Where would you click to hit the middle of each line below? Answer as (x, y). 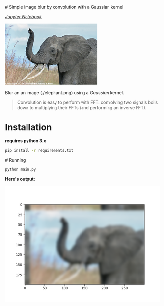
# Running (15, 160)
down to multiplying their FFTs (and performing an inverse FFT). (82, 107)
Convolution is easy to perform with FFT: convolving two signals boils (87, 102)
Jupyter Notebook (23, 16)
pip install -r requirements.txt (39, 150)
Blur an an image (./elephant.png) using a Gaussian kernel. (65, 93)
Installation (28, 127)
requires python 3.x (26, 141)
